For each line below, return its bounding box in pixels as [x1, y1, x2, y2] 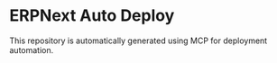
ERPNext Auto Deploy [9, 5, 175, 26]
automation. [9, 44, 54, 55]
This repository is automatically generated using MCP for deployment [9, 35, 268, 46]
